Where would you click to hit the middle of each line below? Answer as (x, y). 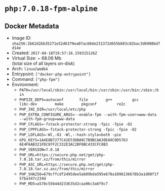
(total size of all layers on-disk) (43, 63)
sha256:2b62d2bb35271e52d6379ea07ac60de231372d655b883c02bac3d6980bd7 (86, 44)
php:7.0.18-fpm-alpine (51, 9)
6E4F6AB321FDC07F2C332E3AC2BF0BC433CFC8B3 (63, 144)
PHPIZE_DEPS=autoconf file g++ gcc (79, 100)
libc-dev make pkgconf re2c (72, 104)
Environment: (25, 84)
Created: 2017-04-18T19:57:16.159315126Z (54, 53)
